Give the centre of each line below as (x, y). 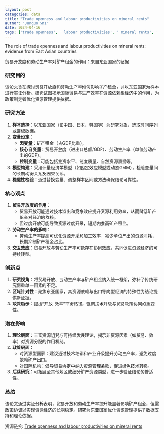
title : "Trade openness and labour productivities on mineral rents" (77, 19)
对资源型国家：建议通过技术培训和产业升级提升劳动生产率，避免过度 (88, 354)
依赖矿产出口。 (34, 360)
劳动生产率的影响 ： (31, 229)
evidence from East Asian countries (41, 51)
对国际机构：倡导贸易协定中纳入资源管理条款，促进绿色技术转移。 (86, 366)
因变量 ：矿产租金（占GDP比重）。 (53, 143)
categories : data (23, 14)
